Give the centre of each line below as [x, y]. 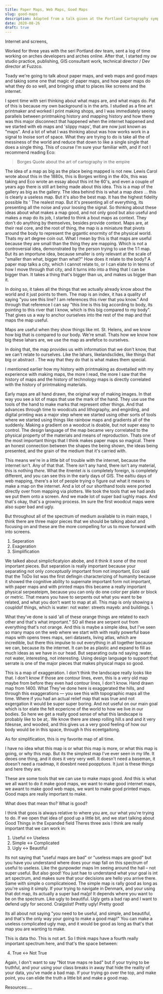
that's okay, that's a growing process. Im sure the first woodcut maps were [80, 502]
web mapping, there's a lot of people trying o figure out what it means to [77, 481]
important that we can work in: [36, 828]
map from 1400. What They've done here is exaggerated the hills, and [75, 688]
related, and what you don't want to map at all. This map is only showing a [79, 602]
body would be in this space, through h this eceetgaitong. [63, 729]
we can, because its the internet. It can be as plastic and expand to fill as [78, 648]
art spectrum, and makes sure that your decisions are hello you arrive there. [81, 878]
